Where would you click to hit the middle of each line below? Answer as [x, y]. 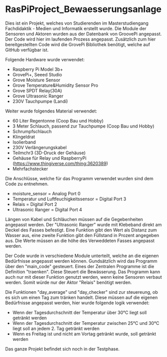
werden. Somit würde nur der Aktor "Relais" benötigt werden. [68, 282]
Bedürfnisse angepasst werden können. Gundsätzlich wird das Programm [81, 261]
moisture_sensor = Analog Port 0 [46, 193]
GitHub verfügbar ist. [27, 50]
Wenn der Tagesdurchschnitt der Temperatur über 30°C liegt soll [79, 312]
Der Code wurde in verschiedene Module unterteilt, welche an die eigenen [82, 256]
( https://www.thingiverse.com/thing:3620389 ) [60, 163]
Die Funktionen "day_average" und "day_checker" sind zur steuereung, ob [81, 292]
